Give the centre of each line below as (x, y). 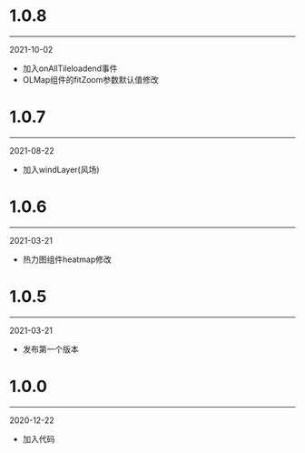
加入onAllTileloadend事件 (70, 68)
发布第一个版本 (50, 349)
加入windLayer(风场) (61, 169)
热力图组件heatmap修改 (67, 259)
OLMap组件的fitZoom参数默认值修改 (90, 79)
